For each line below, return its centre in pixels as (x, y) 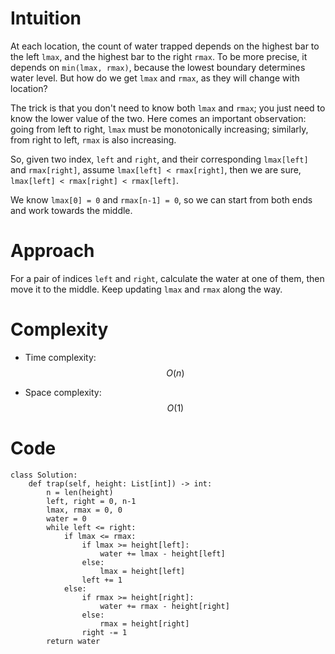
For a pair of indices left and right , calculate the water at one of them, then (167, 278)
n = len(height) (80, 492)
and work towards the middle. (71, 210)
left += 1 (102, 580)
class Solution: (44, 475)
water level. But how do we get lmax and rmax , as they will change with (155, 78)
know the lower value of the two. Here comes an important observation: (158, 118)
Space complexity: (63, 392)
